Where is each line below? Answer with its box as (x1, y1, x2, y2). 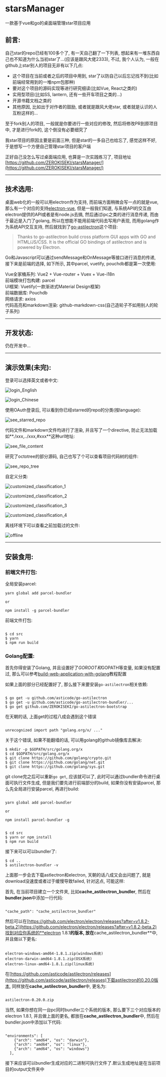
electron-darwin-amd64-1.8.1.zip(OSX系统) (5, 956, 92, 962)
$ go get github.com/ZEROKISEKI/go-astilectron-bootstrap (5, 704, 127, 709)
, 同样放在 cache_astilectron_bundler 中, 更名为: (9, 983, 107, 989)
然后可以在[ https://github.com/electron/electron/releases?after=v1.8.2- (5, 919, 150, 925)
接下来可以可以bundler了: (5, 848, 57, 854)
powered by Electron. (17, 244, 61, 250)
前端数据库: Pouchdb (5, 290, 48, 295)
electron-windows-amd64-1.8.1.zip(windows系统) (5, 951, 104, 956)
